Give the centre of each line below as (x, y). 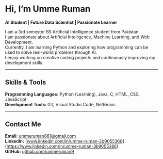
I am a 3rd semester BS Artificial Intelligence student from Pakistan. (72, 32)
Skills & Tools (25, 83)
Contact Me (23, 124)
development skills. (24, 63)
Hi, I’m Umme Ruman (48, 9)
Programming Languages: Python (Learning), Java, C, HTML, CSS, (73, 94)
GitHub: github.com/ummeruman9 (40, 151)
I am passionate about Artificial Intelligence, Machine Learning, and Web (77, 37)
